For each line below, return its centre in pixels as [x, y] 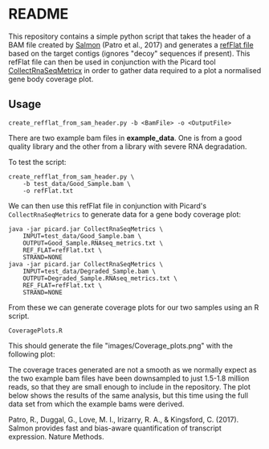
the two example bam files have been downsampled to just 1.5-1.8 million [129, 378]
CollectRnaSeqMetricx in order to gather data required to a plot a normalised [135, 70]
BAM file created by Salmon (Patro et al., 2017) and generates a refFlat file [131, 44]
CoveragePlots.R [35, 331]
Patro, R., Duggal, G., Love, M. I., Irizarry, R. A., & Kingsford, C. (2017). [124, 419]
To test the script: [37, 162]
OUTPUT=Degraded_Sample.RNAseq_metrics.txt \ [100, 278]
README [39, 14]
